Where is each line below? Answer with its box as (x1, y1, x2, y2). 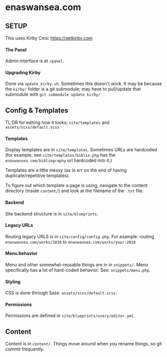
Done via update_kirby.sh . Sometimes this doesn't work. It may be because (5, 80, 162, 87)
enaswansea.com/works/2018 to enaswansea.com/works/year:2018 (5, 239, 136, 245)
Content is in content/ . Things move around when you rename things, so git (5, 341, 162, 347)
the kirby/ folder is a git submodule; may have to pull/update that (5, 86, 141, 92)
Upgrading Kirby (5, 69, 41, 75)
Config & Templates (5, 106, 68, 115)
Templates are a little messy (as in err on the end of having (5, 167, 127, 173)
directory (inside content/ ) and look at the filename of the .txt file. (5, 188, 144, 194)
